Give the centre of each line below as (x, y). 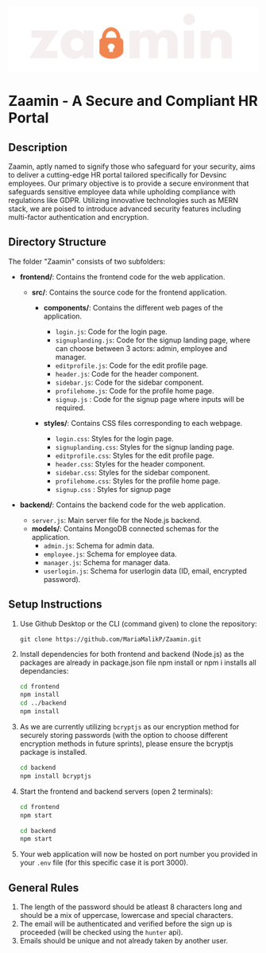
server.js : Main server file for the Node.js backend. (116, 520)
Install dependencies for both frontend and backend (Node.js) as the (132, 654)
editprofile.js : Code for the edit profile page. (132, 365)
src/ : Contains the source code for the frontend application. (129, 292)
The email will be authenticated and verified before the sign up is (126, 924)
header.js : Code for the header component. (127, 373)
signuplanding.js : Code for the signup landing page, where (153, 340)
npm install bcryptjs (55, 776)
